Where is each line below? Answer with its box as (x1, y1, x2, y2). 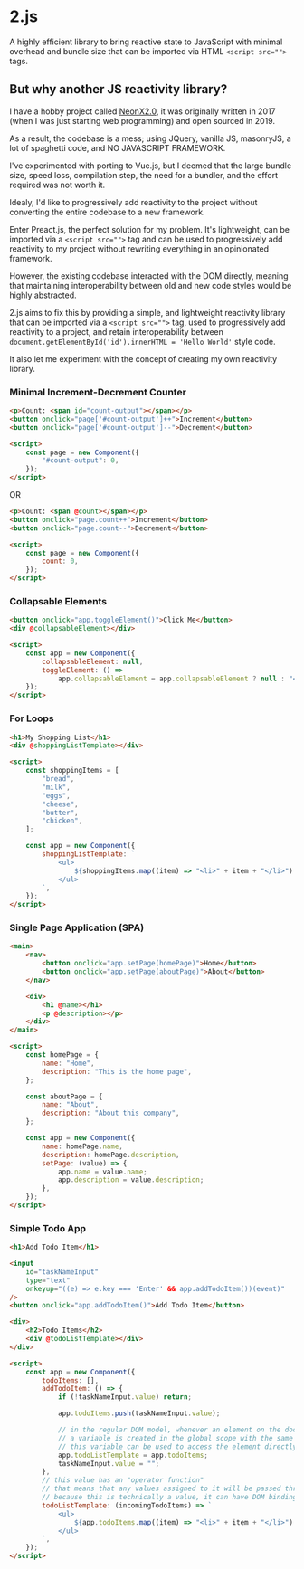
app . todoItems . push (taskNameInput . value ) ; (57, 1409, 221, 1418)
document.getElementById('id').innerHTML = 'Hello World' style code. (9, 336, 276, 347)
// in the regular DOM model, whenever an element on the (57, 1425, 281, 1435)
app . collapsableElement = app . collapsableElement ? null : (57, 674, 285, 683)
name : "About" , (42, 1100, 100, 1109)
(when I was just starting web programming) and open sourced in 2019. (9, 115, 276, 126)
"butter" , (42, 808, 79, 817)
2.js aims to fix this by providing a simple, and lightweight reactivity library (9, 307, 286, 318)
